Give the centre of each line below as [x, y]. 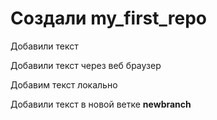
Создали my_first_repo [108, 18]
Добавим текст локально [64, 84]
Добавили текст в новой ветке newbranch [101, 104]
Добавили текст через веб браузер [86, 65]
